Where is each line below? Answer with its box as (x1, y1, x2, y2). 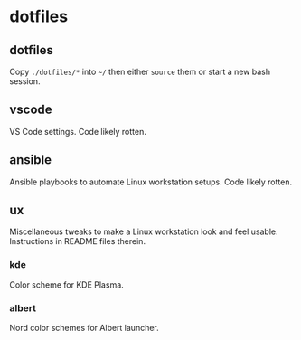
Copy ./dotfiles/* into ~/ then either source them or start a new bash (9, 66, 271, 77)
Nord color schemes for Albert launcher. (9, 323, 160, 334)
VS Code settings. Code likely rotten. (9, 126, 146, 137)
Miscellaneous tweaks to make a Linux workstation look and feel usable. (9, 226, 278, 237)
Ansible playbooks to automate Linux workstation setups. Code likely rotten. (9, 176, 292, 187)
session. (9, 76, 41, 87)
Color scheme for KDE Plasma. (9, 279, 124, 290)
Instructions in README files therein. (9, 236, 146, 247)
